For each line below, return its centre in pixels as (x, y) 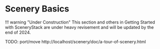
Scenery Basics (37, 9)
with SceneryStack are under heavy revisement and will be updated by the (80, 27)
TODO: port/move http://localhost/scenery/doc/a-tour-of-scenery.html (76, 41)
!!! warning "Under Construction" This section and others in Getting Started (80, 22)
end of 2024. (18, 32)
